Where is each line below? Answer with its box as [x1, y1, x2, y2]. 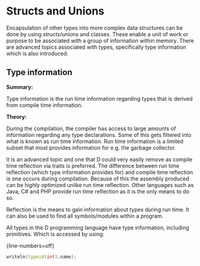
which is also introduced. [6, 49, 69, 57]
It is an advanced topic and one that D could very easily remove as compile [6, 156, 193, 163]
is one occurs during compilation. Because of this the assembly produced [6, 175, 190, 182]
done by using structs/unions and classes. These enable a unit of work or [6, 30, 189, 37]
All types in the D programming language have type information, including [6, 224, 190, 231]
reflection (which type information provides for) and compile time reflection [6, 168, 193, 176]
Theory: [6, 113, 27, 120]
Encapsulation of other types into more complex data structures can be [6, 24, 183, 31]
